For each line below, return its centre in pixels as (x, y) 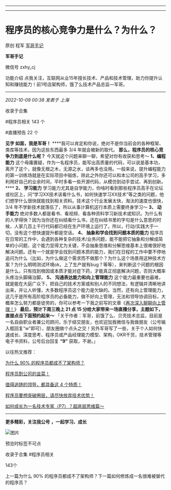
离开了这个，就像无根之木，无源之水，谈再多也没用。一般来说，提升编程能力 (85, 168)
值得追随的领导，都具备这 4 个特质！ (44, 384)
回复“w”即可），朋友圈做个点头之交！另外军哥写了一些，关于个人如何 (86, 328)
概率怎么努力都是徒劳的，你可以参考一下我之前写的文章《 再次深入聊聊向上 (83, 303)
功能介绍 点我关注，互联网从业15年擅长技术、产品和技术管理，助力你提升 (82, 78)
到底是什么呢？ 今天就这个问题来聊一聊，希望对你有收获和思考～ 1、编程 (90, 156)
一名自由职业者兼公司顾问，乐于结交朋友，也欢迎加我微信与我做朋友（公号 (83, 322)
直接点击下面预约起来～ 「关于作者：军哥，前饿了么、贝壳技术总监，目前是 (84, 315)
